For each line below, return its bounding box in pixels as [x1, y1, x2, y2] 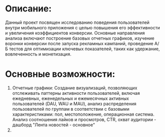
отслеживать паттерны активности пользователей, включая [12, 90, 140, 96]
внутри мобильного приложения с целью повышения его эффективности [5, 24, 161, 30]
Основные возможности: [5, 68, 115, 80]
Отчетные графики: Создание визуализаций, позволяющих [12, 85, 137, 91]
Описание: [5, 3, 52, 14]
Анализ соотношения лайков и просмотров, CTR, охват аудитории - [12, 116, 157, 122]
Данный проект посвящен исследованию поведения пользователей [5, 19, 150, 25]
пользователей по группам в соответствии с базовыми [12, 106, 129, 112]
